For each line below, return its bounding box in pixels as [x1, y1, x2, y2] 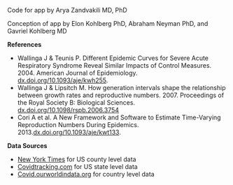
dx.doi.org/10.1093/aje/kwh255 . [17, 76, 108, 84]
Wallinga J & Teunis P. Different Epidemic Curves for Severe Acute [17, 54, 209, 62]
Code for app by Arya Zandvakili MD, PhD [7, 6, 127, 14]
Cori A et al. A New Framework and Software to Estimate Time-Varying [17, 113, 222, 121]
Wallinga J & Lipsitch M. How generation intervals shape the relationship [17, 84, 226, 91]
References [7, 40, 42, 48]
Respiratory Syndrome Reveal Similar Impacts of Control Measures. [17, 61, 212, 69]
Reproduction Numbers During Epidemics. [17, 121, 139, 128]
